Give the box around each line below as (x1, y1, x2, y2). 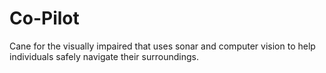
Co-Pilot (9, 7, 80, 30)
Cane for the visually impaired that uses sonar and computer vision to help (9, 40, 316, 52)
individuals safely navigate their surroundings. (9, 50, 199, 62)
